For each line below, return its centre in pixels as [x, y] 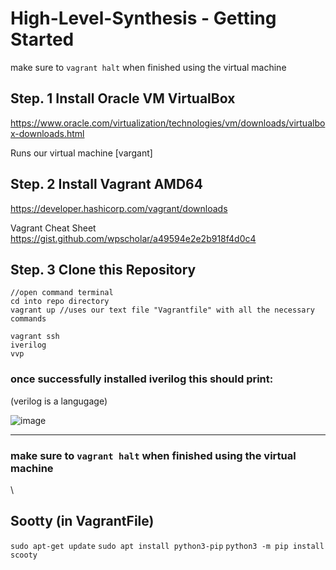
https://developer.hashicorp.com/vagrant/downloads [119, 208]
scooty [24, 555]
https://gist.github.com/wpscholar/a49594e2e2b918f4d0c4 [133, 238]
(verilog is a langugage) [59, 401]
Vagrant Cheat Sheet [53, 228]
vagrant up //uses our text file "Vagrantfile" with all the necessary [162, 310]
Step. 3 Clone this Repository [103, 269]
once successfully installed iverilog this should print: [142, 379]
